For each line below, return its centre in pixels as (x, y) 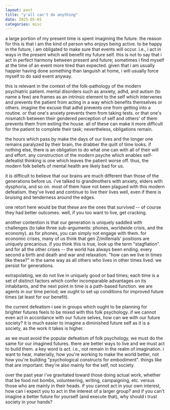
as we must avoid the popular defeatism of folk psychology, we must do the (84, 338)
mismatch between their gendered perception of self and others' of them (81, 118)
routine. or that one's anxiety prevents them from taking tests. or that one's (83, 113)
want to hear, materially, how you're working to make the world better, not (82, 354)
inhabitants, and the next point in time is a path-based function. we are (79, 286)
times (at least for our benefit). (37, 297)
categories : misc (24, 24)
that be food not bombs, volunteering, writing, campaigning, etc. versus (80, 381)
